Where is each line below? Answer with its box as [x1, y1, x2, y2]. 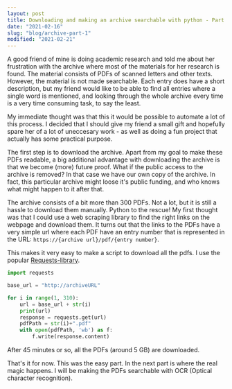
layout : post [7, 10, 45, 17]
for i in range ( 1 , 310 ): [7, 294, 79, 302]
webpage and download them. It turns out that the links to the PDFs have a [7, 221, 220, 229]
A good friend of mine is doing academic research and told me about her [7, 55, 215, 63]
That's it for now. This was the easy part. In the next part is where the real [7, 359, 218, 368]
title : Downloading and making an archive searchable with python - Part [7, 17, 225, 24]
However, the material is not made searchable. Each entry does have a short [7, 77, 225, 85]
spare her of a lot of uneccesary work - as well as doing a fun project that [7, 128, 217, 136]
